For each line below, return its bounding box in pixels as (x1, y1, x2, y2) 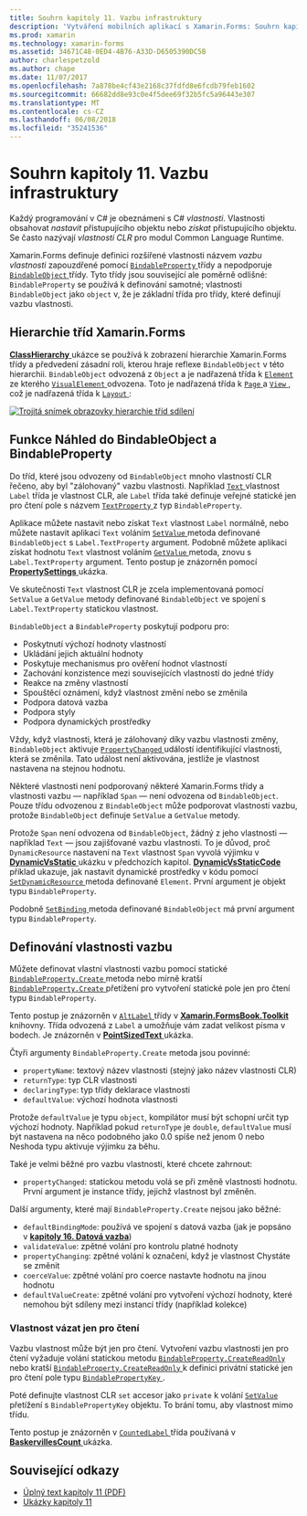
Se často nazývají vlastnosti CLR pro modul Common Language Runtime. (9, 232, 285, 243)
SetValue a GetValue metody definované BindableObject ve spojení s (9, 593, 267, 604)
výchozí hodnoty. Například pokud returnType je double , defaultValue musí (9, 1121, 291, 1132)
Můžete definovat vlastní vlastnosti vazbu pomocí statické (9, 963, 228, 974)
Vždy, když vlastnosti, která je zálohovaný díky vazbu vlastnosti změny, (9, 733, 279, 744)
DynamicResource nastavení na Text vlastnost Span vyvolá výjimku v (9, 847, 259, 858)
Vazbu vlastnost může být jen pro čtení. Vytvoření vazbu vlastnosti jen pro (9, 1342, 290, 1353)
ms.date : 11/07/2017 (9, 73, 89, 82)
